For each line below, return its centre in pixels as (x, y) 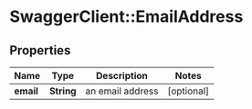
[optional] (189, 91)
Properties (40, 50)
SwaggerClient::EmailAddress (126, 17)
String (63, 91)
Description (121, 76)
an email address (122, 91)
